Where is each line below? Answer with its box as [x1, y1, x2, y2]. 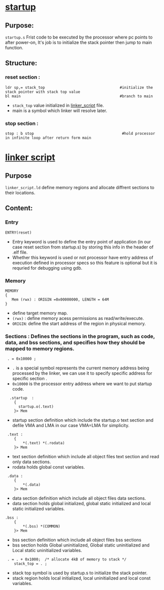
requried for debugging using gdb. [12, 265, 83, 271]
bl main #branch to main [5, 93, 153, 99]
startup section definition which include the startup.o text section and [12, 417, 154, 423]
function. [5, 45, 24, 50]
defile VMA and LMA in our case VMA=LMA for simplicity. [12, 423, 130, 429]
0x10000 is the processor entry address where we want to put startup [12, 381, 152, 387]
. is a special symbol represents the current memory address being [12, 365, 149, 371]
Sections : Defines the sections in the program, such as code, [5, 333, 155, 340]
